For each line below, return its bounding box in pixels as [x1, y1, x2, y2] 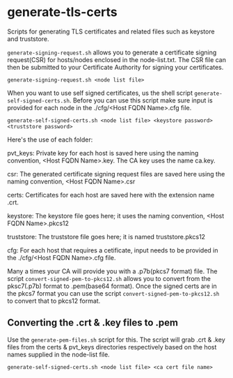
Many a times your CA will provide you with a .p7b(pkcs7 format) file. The [7, 266, 218, 275]
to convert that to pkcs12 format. [7, 296, 101, 305]
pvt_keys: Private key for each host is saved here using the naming [7, 149, 199, 157]
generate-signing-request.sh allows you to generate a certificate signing [7, 48, 217, 56]
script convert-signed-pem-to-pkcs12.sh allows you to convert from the [7, 274, 211, 282]
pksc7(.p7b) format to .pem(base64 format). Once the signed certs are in [7, 282, 217, 290]
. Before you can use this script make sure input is [69, 96, 214, 105]
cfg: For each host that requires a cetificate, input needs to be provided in [7, 245, 218, 255]
